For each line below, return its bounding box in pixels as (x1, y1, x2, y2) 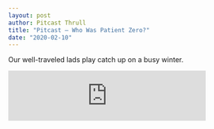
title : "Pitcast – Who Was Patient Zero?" (8, 26, 150, 34)
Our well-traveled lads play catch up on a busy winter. (8, 55, 184, 64)
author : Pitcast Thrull (8, 19, 87, 27)
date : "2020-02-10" (8, 33, 73, 42)
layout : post (8, 11, 51, 20)
